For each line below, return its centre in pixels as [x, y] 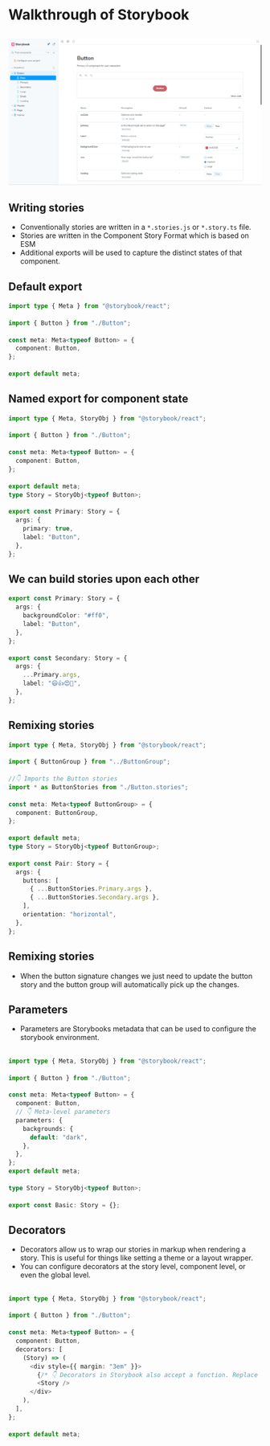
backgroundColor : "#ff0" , [66, 616]
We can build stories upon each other [104, 579]
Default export [45, 287]
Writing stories [46, 208]
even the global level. [55, 1275]
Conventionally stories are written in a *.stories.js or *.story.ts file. [135, 227]
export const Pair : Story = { [59, 863]
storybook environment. [59, 1038]
